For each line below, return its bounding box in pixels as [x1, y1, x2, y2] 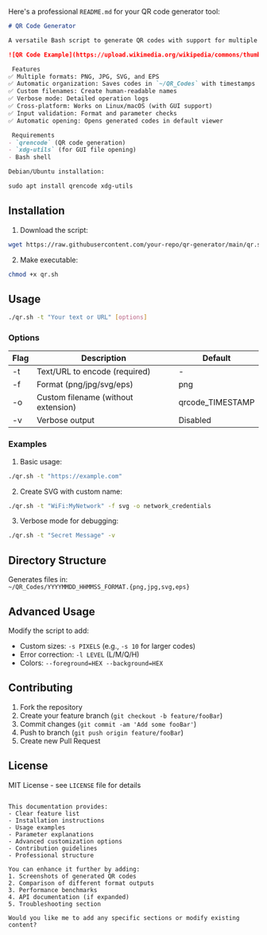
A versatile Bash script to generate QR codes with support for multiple [8, 36, 258, 45]
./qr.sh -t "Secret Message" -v [8, 532, 115, 540]
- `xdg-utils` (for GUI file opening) [8, 146, 137, 154]
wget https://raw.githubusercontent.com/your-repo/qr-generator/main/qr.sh [8, 240, 265, 249]
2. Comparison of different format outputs [8, 879, 155, 887]
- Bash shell [8, 153, 52, 161]
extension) [37, 402, 77, 413]
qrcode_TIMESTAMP [178, 397, 255, 408]
